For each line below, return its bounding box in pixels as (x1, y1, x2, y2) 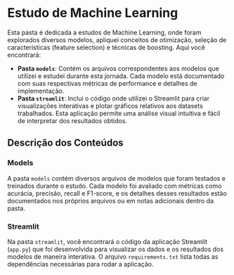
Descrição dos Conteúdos (7, 137, 124, 149)
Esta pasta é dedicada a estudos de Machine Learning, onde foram (7, 28, 202, 37)
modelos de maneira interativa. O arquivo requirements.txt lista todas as (7, 252, 219, 261)
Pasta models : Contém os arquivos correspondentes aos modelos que (17, 64, 219, 72)
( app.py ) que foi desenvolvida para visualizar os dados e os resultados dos (7, 245, 223, 253)
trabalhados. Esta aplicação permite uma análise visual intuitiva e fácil (17, 109, 221, 117)
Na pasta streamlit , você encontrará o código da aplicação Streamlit (7, 237, 208, 245)
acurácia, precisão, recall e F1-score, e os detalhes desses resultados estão (7, 188, 227, 198)
